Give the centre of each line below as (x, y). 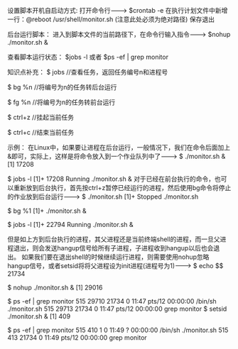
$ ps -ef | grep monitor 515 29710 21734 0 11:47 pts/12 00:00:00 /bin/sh (112, 301)
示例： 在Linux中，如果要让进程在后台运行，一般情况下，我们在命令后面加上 (119, 147)
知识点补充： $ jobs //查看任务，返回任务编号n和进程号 (88, 72)
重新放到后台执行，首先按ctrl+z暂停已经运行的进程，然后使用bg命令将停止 (122, 188)
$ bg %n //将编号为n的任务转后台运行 (62, 87)
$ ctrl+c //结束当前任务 (41, 132)
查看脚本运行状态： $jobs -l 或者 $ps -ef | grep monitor (88, 57)
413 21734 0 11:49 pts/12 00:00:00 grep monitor (77, 338)
